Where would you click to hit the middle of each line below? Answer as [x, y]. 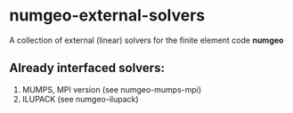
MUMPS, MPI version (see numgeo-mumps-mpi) [112, 89]
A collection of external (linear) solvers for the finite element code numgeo [146, 40]
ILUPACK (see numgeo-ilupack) [81, 99]
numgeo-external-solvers [107, 16]
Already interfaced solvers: [87, 68]
